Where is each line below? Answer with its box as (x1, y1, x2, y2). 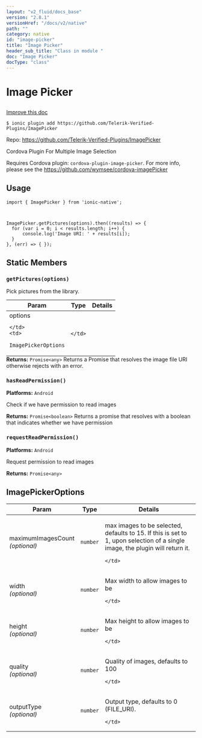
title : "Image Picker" (6, 43, 63, 49)
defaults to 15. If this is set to (105, 529, 188, 537)
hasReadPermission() (6, 377, 67, 384)
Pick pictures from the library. (6, 288, 80, 295)
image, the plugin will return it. (105, 544, 191, 552)
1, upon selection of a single (105, 536, 185, 545)
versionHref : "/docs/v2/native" (6, 20, 87, 26)
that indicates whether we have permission (6, 419, 113, 426)
